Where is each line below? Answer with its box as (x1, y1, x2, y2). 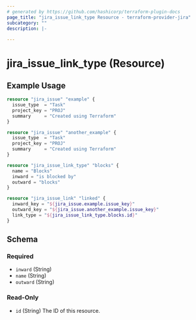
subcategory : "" (7, 20, 47, 26)
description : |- (7, 25, 47, 32)
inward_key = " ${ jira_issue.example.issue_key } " (12, 201, 135, 207)
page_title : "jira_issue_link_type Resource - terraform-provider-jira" (7, 14, 191, 20)
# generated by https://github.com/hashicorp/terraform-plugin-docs (7, 8, 181, 15)
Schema (7, 234, 38, 245)
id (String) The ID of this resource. (15, 307, 101, 314)
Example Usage (7, 80, 66, 90)
